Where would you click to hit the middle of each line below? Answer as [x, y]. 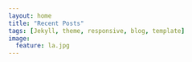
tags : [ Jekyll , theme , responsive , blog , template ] [96, 31]
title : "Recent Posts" [46, 23]
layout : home [30, 16]
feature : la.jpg [43, 46]
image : [19, 38]
